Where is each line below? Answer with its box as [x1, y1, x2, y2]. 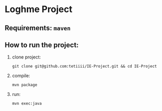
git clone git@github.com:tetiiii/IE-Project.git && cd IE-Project [12, 64, 157, 69]
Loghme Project [5, 4, 73, 15]
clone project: [12, 54, 41, 60]
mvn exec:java [12, 101, 42, 106]
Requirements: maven [5, 24, 71, 32]
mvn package [12, 82, 37, 88]
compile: [12, 73, 31, 79]
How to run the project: [5, 40, 79, 49]
